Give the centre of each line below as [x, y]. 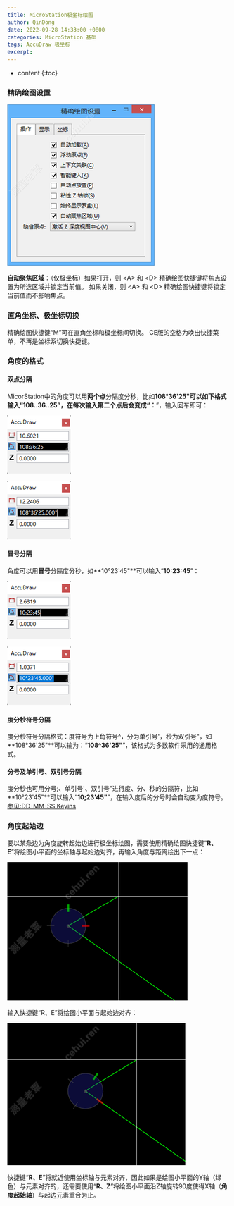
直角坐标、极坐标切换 [43, 316]
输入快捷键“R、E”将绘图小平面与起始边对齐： [72, 1012]
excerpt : [20, 52]
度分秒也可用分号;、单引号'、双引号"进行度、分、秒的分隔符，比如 [103, 789]
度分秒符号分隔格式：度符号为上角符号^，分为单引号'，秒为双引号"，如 [110, 737]
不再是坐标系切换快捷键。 [56, 341]
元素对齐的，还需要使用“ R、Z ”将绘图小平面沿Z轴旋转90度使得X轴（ [123, 1186]
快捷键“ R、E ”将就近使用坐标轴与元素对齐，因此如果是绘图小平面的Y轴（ [111, 1177]
